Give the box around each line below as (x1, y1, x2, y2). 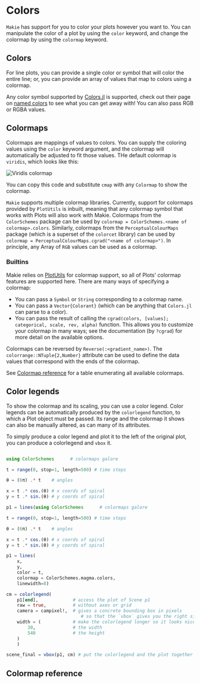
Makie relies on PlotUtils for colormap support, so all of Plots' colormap (6, 271, 181, 279)
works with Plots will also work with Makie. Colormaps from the (6, 211, 162, 218)
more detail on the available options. (14, 333, 104, 341)
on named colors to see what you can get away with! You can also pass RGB (6, 99, 194, 107)
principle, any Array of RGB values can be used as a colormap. (6, 243, 158, 250)
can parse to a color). (14, 308, 68, 316)
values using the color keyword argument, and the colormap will (6, 145, 165, 152)
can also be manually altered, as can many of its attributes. (6, 421, 151, 429)
